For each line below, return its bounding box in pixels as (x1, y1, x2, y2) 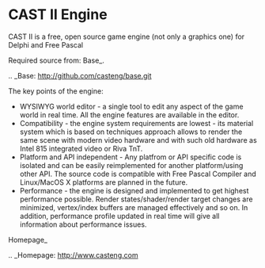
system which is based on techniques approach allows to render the (19, 127, 243, 136)
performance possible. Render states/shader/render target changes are (19, 194, 253, 204)
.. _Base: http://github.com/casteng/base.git (8, 71, 152, 80)
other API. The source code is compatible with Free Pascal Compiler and (19, 169, 257, 178)
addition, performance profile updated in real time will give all (19, 211, 220, 220)
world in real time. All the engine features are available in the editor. (19, 109, 240, 120)
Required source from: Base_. (8, 56, 104, 65)
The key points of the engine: (8, 86, 104, 96)
